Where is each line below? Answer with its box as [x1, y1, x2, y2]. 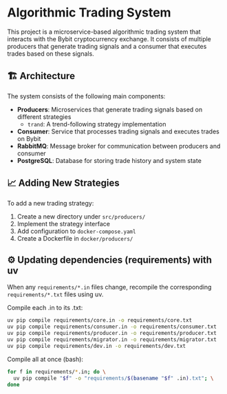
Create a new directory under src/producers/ [17, 212, 146, 221]
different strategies [17, 112, 72, 121]
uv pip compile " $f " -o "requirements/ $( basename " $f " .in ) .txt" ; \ [13, 375, 214, 382]
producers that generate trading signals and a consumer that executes [7, 42, 207, 50]
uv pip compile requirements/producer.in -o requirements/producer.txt [7, 330, 217, 337]
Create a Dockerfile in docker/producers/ [17, 234, 133, 242]
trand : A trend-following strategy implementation [27, 120, 166, 128]
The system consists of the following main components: [7, 91, 166, 100]
